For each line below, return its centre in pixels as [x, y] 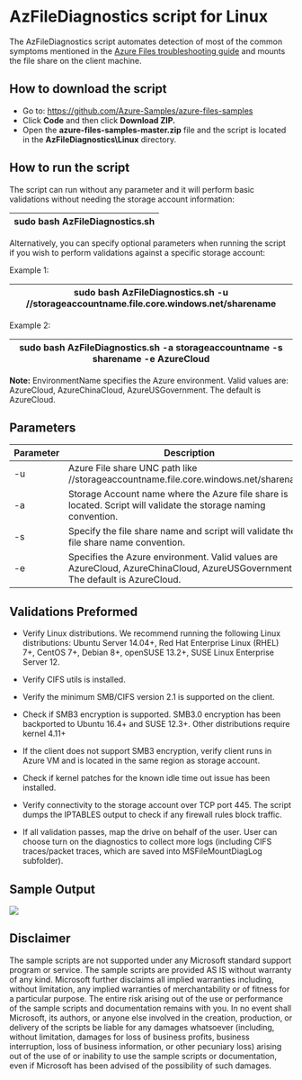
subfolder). [43, 861]
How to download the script [89, 89]
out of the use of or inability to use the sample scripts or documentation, [143, 1056]
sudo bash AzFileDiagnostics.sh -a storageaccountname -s [151, 347]
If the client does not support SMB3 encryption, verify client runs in [147, 751]
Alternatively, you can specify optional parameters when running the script [147, 243]
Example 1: [29, 270]
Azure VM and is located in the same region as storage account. [141, 761]
